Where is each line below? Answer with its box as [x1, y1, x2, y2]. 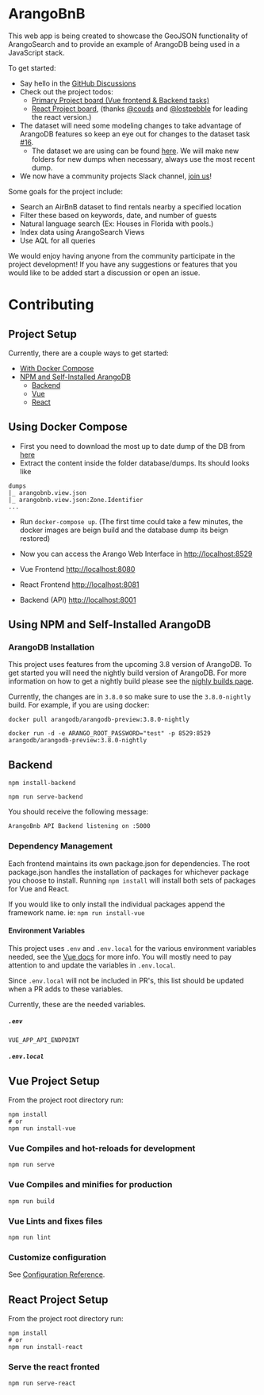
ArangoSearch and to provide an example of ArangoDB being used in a [8, 39, 240, 48]
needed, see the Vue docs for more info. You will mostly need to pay [8, 952, 232, 961]
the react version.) [31, 112, 92, 121]
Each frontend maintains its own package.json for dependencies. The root [8, 858, 251, 868]
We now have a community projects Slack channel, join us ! [19, 171, 212, 181]
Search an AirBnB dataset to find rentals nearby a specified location [19, 201, 242, 211]
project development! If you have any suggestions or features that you [8, 259, 238, 269]
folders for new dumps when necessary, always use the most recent [31, 154, 255, 163]
